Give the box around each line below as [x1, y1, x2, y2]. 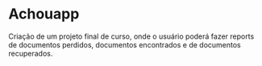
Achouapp [8, 5, 80, 23]
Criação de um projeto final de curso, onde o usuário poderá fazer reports [8, 31, 255, 41]
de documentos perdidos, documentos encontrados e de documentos [8, 39, 241, 49]
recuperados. [8, 48, 53, 58]
